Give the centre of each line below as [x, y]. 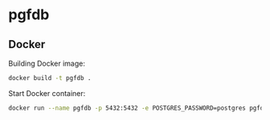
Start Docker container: [47, 93]
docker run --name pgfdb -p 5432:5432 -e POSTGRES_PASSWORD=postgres [127, 108]
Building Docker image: [47, 63]
